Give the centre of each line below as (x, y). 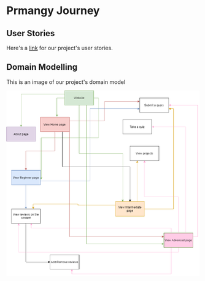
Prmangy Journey (53, 11)
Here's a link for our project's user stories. (60, 48)
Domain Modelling (42, 67)
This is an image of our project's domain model (66, 82)
